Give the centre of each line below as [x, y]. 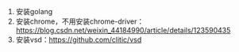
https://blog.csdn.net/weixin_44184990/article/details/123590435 [123, 30]
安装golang [34, 11]
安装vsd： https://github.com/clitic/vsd [79, 39]
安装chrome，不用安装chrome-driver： [80, 21]
